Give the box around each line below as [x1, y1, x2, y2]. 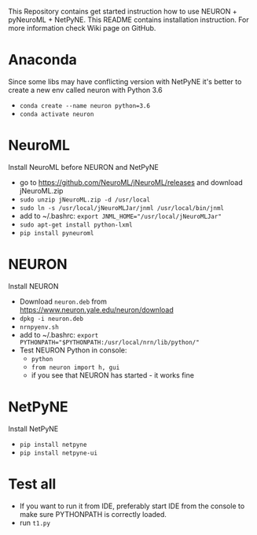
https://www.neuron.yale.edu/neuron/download [19, 304, 174, 314]
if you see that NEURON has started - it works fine [31, 370, 195, 380]
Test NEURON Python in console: [19, 345, 127, 355]
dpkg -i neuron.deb [19, 315, 84, 323]
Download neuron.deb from [19, 297, 108, 306]
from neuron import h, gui [31, 363, 120, 371]
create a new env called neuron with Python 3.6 [8, 85, 163, 94]
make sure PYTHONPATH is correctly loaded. [19, 509, 167, 518]
